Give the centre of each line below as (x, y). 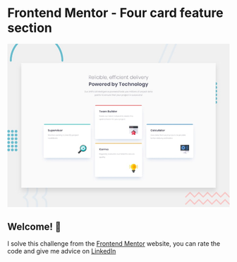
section (30, 28)
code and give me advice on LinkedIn (62, 251)
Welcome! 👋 (34, 226)
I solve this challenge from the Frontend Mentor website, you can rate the (114, 244)
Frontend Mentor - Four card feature (115, 13)
